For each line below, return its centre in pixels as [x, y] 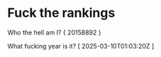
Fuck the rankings [61, 13]
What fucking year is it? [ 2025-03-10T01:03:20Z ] [81, 46]
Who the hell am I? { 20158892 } [54, 32]
